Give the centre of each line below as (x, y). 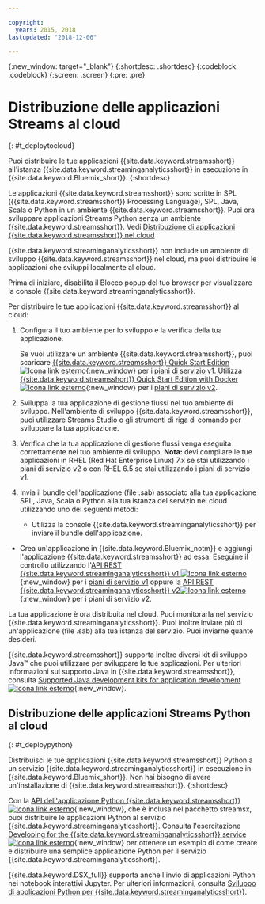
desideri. (23, 640)
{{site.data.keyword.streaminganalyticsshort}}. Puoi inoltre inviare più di (125, 623)
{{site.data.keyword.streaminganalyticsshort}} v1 (99, 574)
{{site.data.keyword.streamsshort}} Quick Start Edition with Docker (129, 379)
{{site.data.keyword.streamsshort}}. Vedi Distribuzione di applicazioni (122, 227)
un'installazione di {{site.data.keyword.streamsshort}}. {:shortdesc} (118, 785)
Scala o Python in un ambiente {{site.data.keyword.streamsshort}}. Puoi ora (132, 210)
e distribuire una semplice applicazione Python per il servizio (108, 851)
